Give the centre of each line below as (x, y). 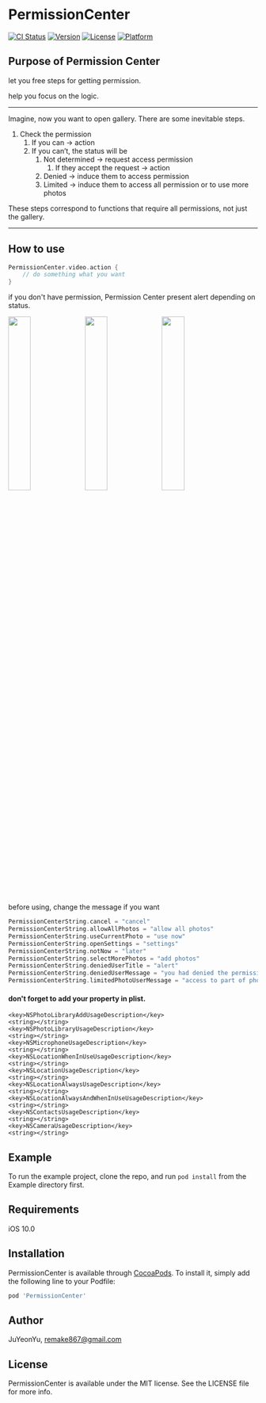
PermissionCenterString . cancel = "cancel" (79, 922)
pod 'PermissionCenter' (47, 1296)
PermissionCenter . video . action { (63, 267)
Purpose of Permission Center (84, 61)
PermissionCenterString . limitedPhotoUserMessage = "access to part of (127, 981)
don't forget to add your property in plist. (77, 998)
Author (26, 1320)
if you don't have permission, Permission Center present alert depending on (132, 297)
